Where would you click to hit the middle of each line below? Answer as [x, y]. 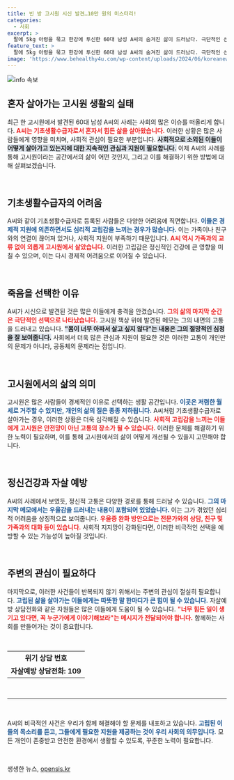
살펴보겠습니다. [35, 165]
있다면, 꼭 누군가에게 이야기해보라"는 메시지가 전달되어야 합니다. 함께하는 [118, 618]
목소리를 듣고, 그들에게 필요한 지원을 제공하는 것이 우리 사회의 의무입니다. [118, 731]
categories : [24, 20]
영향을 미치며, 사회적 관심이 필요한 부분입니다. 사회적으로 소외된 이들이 [127, 139]
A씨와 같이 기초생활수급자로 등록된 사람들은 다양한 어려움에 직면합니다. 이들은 [112, 221]
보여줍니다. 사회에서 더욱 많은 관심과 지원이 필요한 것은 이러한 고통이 [114, 338]
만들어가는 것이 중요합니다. [56, 626]
